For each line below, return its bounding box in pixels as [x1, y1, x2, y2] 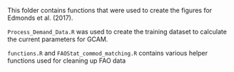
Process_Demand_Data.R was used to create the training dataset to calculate [7, 28, 227, 36]
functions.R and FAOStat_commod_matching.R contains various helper [7, 49, 208, 57]
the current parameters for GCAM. [7, 35, 108, 43]
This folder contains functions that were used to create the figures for [7, 6, 213, 14]
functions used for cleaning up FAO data [7, 56, 126, 65]
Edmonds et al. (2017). [7, 14, 73, 22]
